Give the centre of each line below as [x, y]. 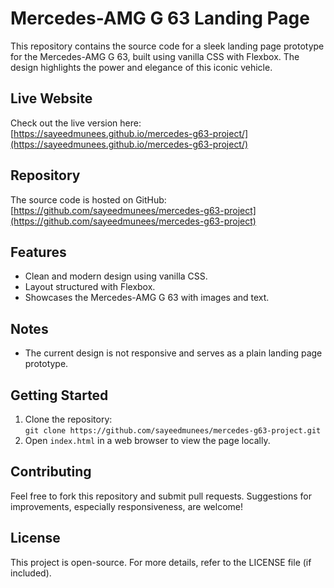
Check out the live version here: [76, 123]
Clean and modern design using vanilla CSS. [116, 276]
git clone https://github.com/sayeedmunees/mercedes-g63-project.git [173, 431]
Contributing [51, 472]
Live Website [51, 98]
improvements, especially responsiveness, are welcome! [126, 506]
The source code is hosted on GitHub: [88, 199]
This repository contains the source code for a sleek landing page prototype [167, 46]
